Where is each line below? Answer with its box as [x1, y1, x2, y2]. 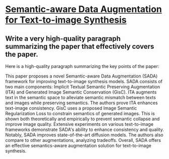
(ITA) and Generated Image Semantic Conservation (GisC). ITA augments [5, 89, 157, 95]
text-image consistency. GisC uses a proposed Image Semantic [5, 105, 137, 111]
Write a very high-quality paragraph [5, 34, 121, 43]
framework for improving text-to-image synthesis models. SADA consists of [5, 78, 163, 84]
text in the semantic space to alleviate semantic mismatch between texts [5, 95, 156, 100]
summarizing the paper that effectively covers [5, 42, 154, 51]
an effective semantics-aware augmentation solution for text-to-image [5, 142, 151, 148]
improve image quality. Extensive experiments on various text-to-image [5, 121, 154, 127]
